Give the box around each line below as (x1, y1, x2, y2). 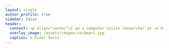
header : (5, 21, 22, 26)
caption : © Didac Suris (10, 35, 59, 40)
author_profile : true (5, 12, 51, 17)
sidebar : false (5, 16, 37, 21)
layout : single (5, 7, 37, 12)
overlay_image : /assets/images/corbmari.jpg (10, 30, 105, 35)
